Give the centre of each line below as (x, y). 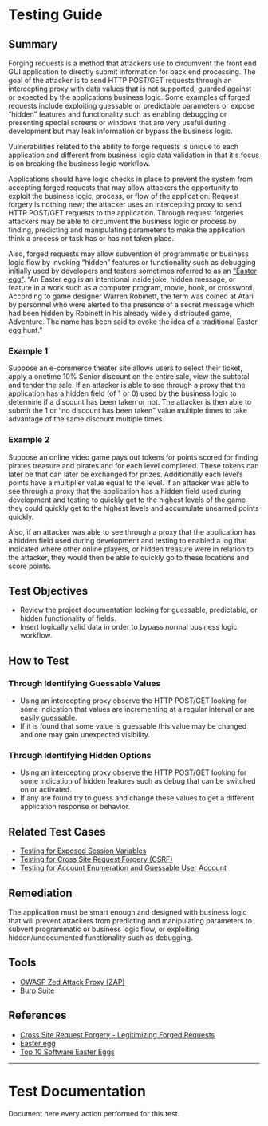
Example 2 (29, 440)
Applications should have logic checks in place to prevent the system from (131, 179)
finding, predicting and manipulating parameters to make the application (127, 230)
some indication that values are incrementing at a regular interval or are (137, 709)
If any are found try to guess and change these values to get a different (137, 798)
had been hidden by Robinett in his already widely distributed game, (120, 313)
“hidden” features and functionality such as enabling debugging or (118, 114)
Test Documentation (77, 1091)
